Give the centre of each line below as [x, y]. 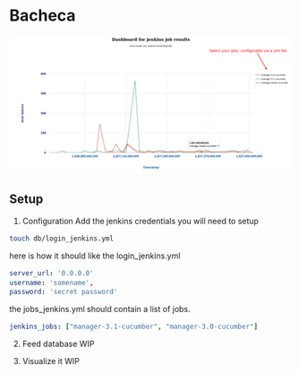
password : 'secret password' [64, 292]
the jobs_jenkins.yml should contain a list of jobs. [100, 309]
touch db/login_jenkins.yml [62, 239]
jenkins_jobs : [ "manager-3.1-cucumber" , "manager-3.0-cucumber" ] [133, 327]
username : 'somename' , [51, 283]
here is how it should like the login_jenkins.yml [95, 256]
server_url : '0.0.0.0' [51, 273]
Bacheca [43, 16]
